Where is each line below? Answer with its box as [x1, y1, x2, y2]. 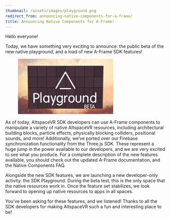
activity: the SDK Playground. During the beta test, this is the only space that [5, 178, 165, 184]
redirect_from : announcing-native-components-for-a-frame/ [5, 13, 133, 19]
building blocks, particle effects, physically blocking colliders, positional [5, 130, 156, 136]
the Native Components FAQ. [5, 163, 66, 169]
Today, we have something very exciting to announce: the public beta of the [5, 43, 164, 49]
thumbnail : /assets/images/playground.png [5, 8, 96, 13]
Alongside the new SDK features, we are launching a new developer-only [5, 172, 158, 178]
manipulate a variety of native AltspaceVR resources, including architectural [5, 124, 164, 131]
